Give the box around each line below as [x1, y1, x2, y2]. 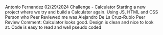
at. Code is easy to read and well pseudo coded [5, 24, 101, 30]
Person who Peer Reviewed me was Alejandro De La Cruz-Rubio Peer [5, 14, 146, 20]
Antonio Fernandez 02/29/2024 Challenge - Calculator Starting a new [5, 4, 146, 10]
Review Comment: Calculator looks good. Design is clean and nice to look [5, 19, 154, 25]
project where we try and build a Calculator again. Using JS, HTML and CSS [5, 9, 158, 15]
